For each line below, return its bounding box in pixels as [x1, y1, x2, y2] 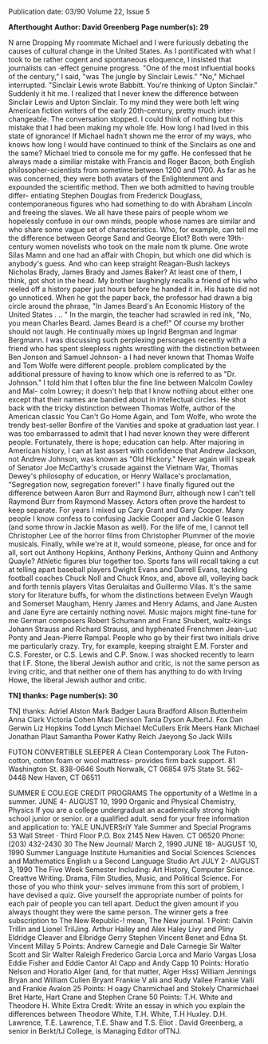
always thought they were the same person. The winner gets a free [8, 907, 229, 917]
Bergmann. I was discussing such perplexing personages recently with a [8, 335, 247, 345]
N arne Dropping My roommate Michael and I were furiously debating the [8, 38, 249, 47]
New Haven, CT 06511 [27, 773, 100, 782]
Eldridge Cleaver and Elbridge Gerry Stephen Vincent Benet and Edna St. [8, 933, 249, 942]
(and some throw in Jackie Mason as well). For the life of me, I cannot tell [8, 522, 249, 531]
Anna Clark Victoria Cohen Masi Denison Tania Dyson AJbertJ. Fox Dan [8, 715, 243, 724]
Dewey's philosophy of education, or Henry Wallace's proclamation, [8, 471, 231, 481]
